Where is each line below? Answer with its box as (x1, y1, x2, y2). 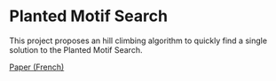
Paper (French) (9, 62, 65, 72)
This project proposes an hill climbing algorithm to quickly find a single (9, 35, 268, 46)
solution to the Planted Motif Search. (9, 44, 143, 55)
